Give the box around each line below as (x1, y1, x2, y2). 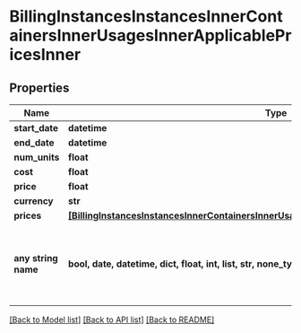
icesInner (9, 45, 82, 65)
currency (13, 195, 54, 207)
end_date (13, 136, 56, 149)
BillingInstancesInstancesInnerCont (9, 6, 284, 27)
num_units (13, 151, 60, 163)
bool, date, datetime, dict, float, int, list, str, (68, 258, 255, 270)
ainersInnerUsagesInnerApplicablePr (9, 25, 292, 46)
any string (13, 252, 58, 264)
